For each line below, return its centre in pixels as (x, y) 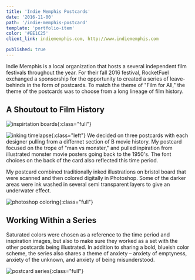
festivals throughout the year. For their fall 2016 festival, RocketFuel (88, 72)
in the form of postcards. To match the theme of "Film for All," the (106, 85)
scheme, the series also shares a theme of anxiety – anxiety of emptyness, (97, 253)
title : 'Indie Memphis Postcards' (48, 11)
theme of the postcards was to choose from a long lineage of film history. (95, 91)
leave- (178, 79)
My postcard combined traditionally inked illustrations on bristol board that (96, 172)
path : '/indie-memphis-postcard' (47, 22)
